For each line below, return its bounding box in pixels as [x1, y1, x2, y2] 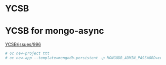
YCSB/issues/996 [5, 42, 41, 47]
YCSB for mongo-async [5, 25, 105, 37]
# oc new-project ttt [5, 51, 50, 56]
